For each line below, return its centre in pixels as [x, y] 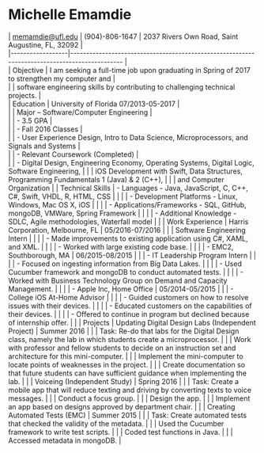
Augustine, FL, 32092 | [45, 44]
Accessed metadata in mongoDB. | [65, 440]
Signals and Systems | [44, 146]
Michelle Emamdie [70, 15]
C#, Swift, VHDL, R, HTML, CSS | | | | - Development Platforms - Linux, [123, 196]
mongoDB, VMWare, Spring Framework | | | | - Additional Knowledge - [123, 213]
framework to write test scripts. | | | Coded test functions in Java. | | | [121, 432]
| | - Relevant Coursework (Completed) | [74, 154]
